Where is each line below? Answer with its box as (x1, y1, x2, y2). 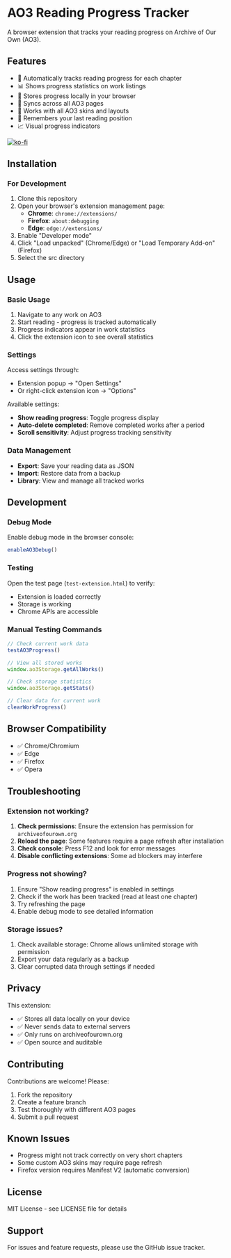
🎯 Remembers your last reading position (17, 113, 132, 122)
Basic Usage (7, 294, 51, 304)
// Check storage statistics (7, 678, 92, 686)
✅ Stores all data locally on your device (17, 1014, 130, 1023)
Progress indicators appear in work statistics (17, 325, 146, 334)
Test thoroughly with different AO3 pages (17, 1105, 136, 1113)
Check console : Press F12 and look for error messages (17, 844, 176, 853)
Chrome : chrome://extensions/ (27, 209, 118, 218)
